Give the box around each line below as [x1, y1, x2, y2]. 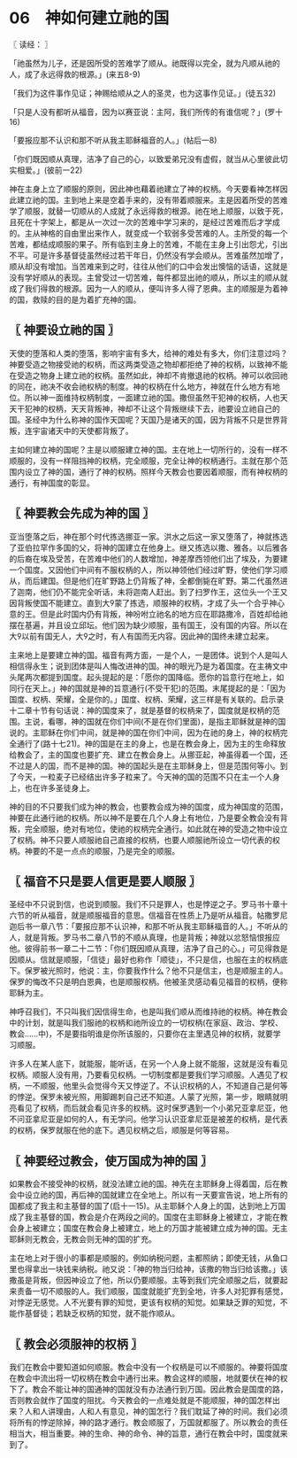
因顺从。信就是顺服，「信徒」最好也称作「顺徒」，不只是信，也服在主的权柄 [9, 954, 280, 966]
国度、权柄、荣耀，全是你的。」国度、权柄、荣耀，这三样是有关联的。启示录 [9, 694, 285, 704]
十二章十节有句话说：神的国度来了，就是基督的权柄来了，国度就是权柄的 [9, 705, 272, 716]
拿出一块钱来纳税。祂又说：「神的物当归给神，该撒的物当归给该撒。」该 [32, 1264, 288, 1275]
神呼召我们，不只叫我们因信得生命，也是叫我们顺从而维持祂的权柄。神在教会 [9, 1006, 288, 1017]
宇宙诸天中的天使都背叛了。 [32, 425, 133, 436]
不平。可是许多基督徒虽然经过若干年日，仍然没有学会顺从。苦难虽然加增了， [9, 250, 288, 260]
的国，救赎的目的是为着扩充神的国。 [9, 294, 141, 305]
